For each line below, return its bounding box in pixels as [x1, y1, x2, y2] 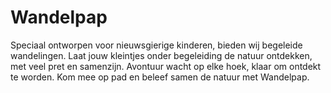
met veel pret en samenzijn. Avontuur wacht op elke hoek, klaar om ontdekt [10, 60, 322, 72]
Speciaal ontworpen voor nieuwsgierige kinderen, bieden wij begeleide [10, 39, 303, 51]
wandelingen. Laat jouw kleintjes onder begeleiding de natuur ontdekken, [10, 49, 313, 61]
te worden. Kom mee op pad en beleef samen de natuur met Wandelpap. [10, 71, 310, 83]
